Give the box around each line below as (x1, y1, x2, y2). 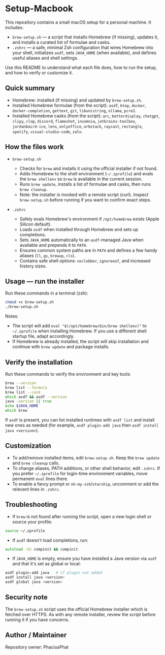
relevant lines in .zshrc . (12, 486, 60, 492)
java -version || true (5, 399, 52, 404)
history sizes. (19, 263, 47, 269)
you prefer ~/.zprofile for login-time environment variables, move (12, 470, 148, 476)
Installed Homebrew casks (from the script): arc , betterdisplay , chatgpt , (12, 113, 160, 119)
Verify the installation (5, 358, 73, 366)
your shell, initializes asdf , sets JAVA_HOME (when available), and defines (12, 50, 157, 56)
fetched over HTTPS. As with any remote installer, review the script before (5, 611, 156, 617)
